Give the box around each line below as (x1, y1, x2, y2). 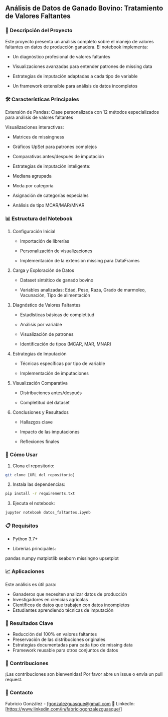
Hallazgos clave (20, 419, 53, 425)
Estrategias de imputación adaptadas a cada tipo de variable (12, 73, 138, 79)
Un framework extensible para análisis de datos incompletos (12, 83, 138, 89)
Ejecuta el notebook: (12, 500, 55, 507)
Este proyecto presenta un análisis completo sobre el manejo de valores (5, 38, 154, 44)
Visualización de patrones (20, 331, 74, 337)
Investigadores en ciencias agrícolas (12, 596, 88, 602)
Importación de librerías (20, 238, 69, 244)
